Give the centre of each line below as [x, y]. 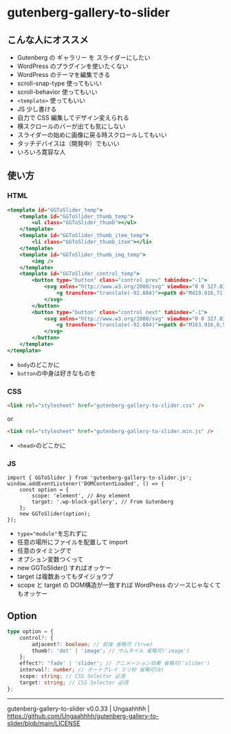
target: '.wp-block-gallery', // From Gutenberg [103, 502]
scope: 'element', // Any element [81, 496]
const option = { [44, 490]
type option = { [30, 631]
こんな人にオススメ [48, 40]
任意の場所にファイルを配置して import [73, 542]
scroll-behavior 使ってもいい [57, 92]
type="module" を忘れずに [52, 533]
